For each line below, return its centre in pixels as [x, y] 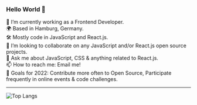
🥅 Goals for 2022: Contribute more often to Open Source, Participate [89, 73]
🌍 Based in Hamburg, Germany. [45, 29]
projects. [17, 52]
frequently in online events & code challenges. [62, 79]
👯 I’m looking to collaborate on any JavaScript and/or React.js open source [96, 45]
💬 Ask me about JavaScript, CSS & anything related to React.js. [82, 58]
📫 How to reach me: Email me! [43, 65]
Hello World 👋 [26, 9]
